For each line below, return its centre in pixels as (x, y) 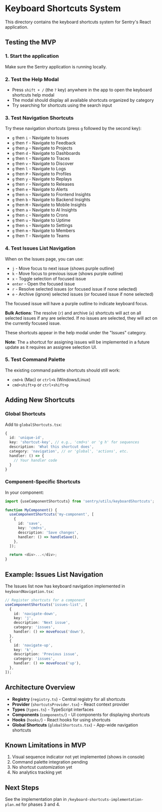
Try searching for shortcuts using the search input (62, 105)
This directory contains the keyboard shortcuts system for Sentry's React (78, 22)
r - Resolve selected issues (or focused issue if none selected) (74, 289)
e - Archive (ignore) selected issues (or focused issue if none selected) (83, 294)
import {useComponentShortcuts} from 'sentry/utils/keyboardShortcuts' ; (80, 501)
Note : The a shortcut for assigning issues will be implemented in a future (77, 342)
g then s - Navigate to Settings (42, 226)
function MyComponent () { (31, 510)
